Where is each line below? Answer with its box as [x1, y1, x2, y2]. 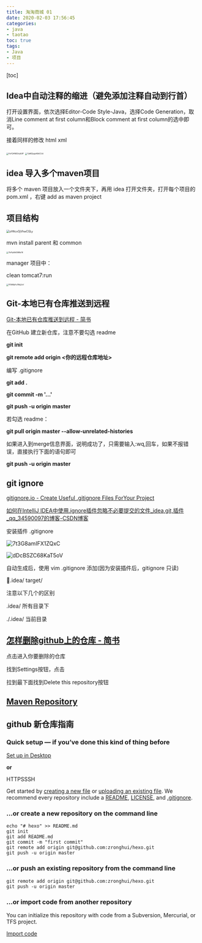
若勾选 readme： [6, 415, 49, 423]
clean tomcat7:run [6, 272, 52, 279]
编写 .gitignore [6, 367, 43, 374]
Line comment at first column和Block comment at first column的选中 [11, 116, 184, 123]
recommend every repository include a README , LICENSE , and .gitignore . [6, 794, 193, 801]
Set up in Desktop [6, 752, 51, 759]
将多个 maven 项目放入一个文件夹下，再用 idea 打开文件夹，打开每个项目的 [6, 185, 196, 193]
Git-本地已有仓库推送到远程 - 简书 [6, 316, 91, 323]
